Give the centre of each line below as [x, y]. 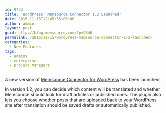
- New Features [25, 47]
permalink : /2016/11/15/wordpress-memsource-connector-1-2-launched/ [79, 38]
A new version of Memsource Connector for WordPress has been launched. [83, 80]
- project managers [30, 65]
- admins [19, 56]
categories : [17, 42]
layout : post [19, 28]
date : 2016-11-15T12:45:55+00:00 [40, 19]
